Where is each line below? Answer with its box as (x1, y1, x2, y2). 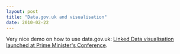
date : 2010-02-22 (6, 19, 49, 25)
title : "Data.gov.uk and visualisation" (6, 14, 108, 20)
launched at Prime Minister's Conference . (6, 42, 108, 49)
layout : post (6, 8, 38, 15)
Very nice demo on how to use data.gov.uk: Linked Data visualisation (6, 36, 174, 43)
